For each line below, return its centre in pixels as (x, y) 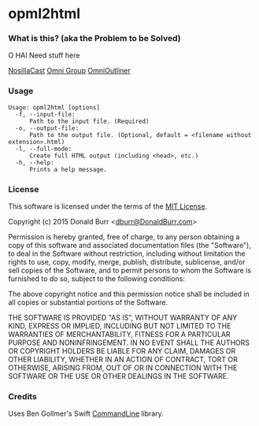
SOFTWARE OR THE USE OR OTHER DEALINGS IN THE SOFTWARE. (118, 376)
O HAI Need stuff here (44, 55)
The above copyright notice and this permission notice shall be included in (129, 294)
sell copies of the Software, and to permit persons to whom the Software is (130, 270)
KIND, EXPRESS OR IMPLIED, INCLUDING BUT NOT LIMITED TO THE (120, 326)
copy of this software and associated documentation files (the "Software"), (130, 246)
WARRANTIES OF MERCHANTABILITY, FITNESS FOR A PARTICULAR (119, 335)
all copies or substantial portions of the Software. (88, 302)
